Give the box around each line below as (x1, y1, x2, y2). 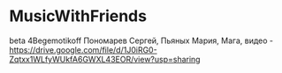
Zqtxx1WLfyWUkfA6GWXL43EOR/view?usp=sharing (9, 54, 201, 64)
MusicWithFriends (9, 6, 148, 26)
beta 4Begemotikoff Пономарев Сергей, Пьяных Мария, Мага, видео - (9, 35, 274, 46)
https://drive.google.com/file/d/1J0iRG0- (9, 44, 157, 55)
